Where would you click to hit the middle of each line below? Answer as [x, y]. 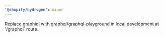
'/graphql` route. [22, 29]
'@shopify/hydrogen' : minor [34, 10]
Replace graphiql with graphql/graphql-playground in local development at [82, 24]
